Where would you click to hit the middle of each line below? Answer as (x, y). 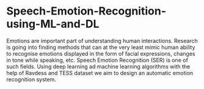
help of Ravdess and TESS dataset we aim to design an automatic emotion (100, 73)
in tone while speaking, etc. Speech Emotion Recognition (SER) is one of (97, 60)
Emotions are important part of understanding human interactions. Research (102, 41)
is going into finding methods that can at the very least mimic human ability (101, 47)
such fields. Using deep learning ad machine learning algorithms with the (98, 66)
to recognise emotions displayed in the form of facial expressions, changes (101, 53)
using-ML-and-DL (53, 24)
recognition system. (31, 79)
